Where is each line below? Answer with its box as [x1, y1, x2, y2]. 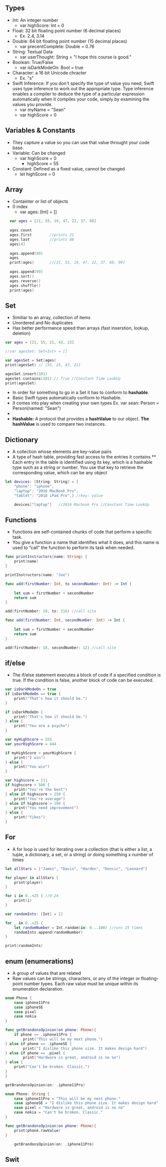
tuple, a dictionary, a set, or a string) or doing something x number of [12, 851, 154, 857]
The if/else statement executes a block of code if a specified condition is [12, 672, 161, 678]
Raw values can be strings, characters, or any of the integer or [12, 975, 140, 981]
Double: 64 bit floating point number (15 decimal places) [12, 38, 127, 44]
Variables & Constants [5, 126, 76, 135]
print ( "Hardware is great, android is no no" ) [23, 1055, 121, 1060]
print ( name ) [14, 559, 39, 564]
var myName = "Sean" [19, 107, 66, 112]
